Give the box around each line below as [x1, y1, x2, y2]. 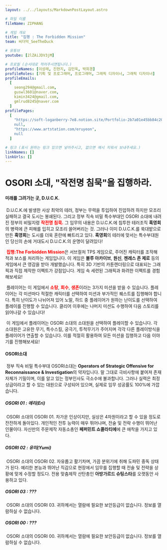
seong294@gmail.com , [14, 85, 57, 90]
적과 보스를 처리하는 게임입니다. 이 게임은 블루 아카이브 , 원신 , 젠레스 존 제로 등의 [5, 255, 160, 261]
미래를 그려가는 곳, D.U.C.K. [5, 195, 60, 201]
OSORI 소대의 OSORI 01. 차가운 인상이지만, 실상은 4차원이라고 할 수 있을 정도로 [6, 413, 161, 419]
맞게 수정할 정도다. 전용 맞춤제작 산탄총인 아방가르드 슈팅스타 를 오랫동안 [14, 471, 154, 477]
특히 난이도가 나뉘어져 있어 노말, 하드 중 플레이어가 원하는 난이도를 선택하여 [11, 297, 158, 303]
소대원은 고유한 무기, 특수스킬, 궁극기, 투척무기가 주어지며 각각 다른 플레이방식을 [5, 326, 161, 332]
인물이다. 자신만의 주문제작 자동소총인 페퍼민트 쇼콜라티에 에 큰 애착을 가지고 [5, 426, 153, 432]
